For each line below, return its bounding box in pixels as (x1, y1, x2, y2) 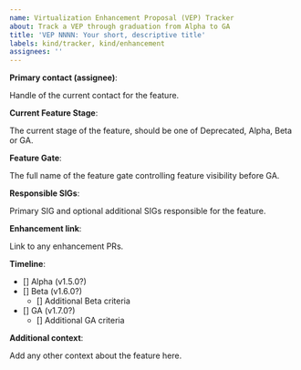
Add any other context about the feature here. (9, 350, 182, 361)
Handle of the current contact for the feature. (9, 90, 180, 101)
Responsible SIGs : (9, 188, 80, 199)
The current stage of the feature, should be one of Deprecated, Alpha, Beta (9, 125, 293, 137)
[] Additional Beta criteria (36, 295, 130, 306)
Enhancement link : (9, 223, 82, 234)
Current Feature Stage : (9, 108, 99, 118)
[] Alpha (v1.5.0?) (22, 276, 87, 287)
